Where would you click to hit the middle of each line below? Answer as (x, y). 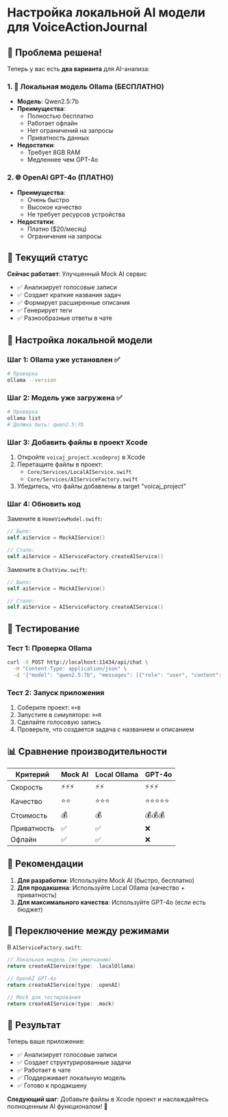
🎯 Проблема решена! (55, 52)
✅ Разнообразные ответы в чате (65, 318)
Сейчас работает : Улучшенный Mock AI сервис (77, 274)
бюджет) (30, 909)
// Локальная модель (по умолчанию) (59, 960)
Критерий (33, 774)
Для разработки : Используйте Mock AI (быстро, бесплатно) (106, 880)
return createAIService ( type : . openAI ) (64, 985)
